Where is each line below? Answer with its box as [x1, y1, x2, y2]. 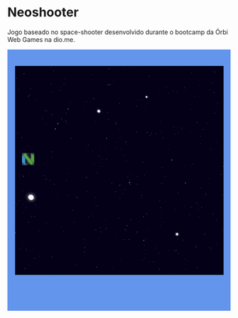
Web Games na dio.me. [7, 35, 76, 43]
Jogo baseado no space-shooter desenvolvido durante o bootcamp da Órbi [7, 28, 228, 36]
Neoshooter [7, 4, 79, 21]
